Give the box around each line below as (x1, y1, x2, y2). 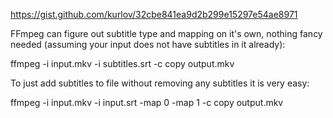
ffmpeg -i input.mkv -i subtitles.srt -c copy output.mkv (10, 58, 235, 69)
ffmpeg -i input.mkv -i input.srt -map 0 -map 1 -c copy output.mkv (10, 97, 284, 108)
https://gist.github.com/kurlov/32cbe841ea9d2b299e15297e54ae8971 (10, 9, 298, 20)
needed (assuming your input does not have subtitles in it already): (10, 39, 286, 50)
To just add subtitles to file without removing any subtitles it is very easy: (10, 77, 310, 89)
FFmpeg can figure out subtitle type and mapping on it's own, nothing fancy (10, 28, 323, 39)
